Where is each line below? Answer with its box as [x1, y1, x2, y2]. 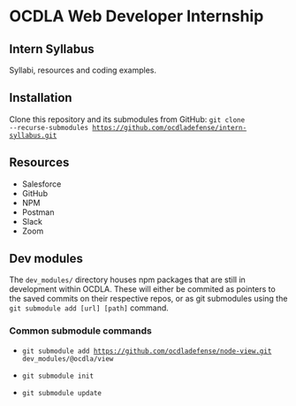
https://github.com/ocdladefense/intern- [92, 123, 247, 132]
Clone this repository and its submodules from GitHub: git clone [9, 113, 246, 125]
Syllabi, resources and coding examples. [9, 65, 157, 75]
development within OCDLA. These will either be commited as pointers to [9, 284, 276, 295]
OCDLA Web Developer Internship [9, 6, 264, 27]
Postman [21, 206, 55, 218]
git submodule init [21, 372, 95, 380]
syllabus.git [9, 131, 57, 140]
